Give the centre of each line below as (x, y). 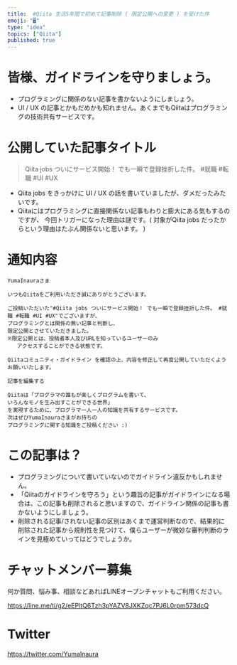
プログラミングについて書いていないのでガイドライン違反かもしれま (117, 477)
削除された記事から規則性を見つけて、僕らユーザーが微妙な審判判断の (120, 530)
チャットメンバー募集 (70, 570)
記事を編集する (26, 381)
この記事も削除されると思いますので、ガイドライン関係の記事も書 (133, 503)
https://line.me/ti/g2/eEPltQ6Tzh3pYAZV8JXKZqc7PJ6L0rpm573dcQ (108, 605)
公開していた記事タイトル (82, 148)
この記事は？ (45, 456)
